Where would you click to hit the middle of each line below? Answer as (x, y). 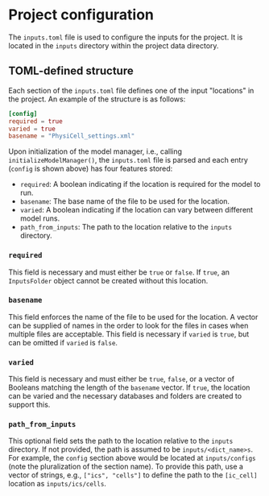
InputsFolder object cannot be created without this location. (108, 280)
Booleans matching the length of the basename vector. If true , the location (129, 387)
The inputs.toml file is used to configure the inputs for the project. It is (126, 37)
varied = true (32, 129)
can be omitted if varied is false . (63, 342)
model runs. (40, 218)
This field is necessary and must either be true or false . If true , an (119, 272)
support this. (29, 405)
